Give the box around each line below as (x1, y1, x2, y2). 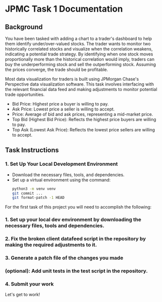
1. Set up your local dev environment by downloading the (5, 216, 142, 223)
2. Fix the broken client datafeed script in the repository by (5, 235, 146, 242)
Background (5, 23, 43, 31)
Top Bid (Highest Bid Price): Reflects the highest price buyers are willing (12, 117, 156, 122)
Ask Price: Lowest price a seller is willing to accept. (12, 106, 115, 112)
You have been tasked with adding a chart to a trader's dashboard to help (5, 36, 152, 41)
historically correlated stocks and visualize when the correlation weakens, (5, 46, 153, 52)
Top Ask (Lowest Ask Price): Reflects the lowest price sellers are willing (12, 127, 155, 132)
